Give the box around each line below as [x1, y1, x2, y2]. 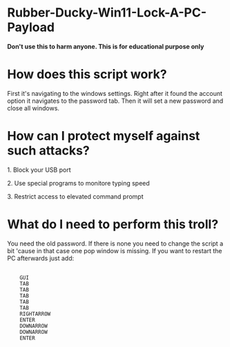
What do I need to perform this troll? [7, 217, 219, 232]
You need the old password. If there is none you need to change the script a [7, 239, 223, 248]
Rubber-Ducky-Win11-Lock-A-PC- [7, 5, 207, 21]
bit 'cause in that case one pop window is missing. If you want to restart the [7, 246, 222, 255]
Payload [7, 19, 55, 35]
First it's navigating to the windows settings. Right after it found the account [7, 89, 223, 97]
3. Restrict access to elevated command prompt [7, 192, 144, 201]
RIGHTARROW [19, 310, 51, 317]
